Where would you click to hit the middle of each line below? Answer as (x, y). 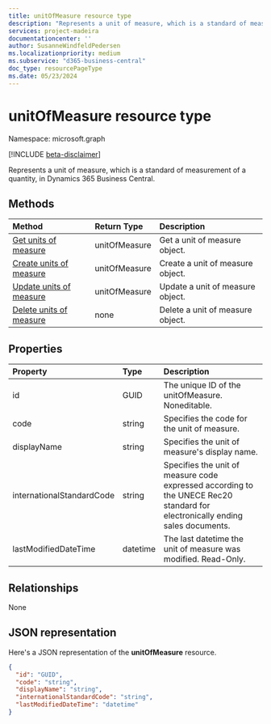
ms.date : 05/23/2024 (43, 76)
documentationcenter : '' (50, 38)
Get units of (34, 240)
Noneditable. (188, 405)
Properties (35, 349)
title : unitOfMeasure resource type (70, 16)
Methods (31, 203)
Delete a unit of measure (206, 310)
